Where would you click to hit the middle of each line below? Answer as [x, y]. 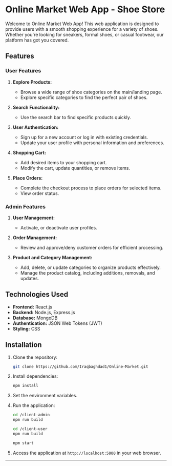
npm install [25, 386]
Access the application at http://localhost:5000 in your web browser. [87, 453]
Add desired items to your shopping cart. [63, 162]
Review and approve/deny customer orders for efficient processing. [92, 247]
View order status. [40, 193]
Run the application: [34, 405]
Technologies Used [37, 294]
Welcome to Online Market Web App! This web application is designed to [82, 24]
